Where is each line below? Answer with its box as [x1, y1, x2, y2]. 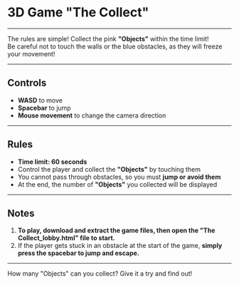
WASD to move [17, 95, 63, 104]
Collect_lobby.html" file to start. [17, 234, 115, 242]
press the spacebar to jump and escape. [17, 249, 140, 257]
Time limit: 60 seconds [17, 157, 87, 166]
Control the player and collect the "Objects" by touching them [17, 165, 201, 173]
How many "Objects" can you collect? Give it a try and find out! [7, 269, 193, 278]
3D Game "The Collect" [7, 4, 149, 21]
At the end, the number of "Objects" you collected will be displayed [17, 180, 218, 189]
